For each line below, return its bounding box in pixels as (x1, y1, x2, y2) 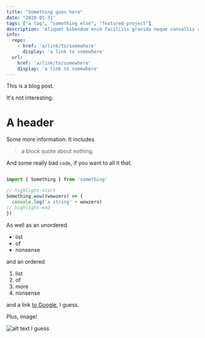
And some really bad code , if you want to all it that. (6, 159, 132, 167)
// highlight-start (6, 187, 56, 194)
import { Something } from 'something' (6, 176, 108, 183)
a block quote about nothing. (21, 148, 94, 155)
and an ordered (6, 257, 45, 265)
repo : (12, 37, 26, 43)
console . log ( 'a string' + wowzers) (12, 199, 103, 205)
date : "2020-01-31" (6, 15, 56, 21)
